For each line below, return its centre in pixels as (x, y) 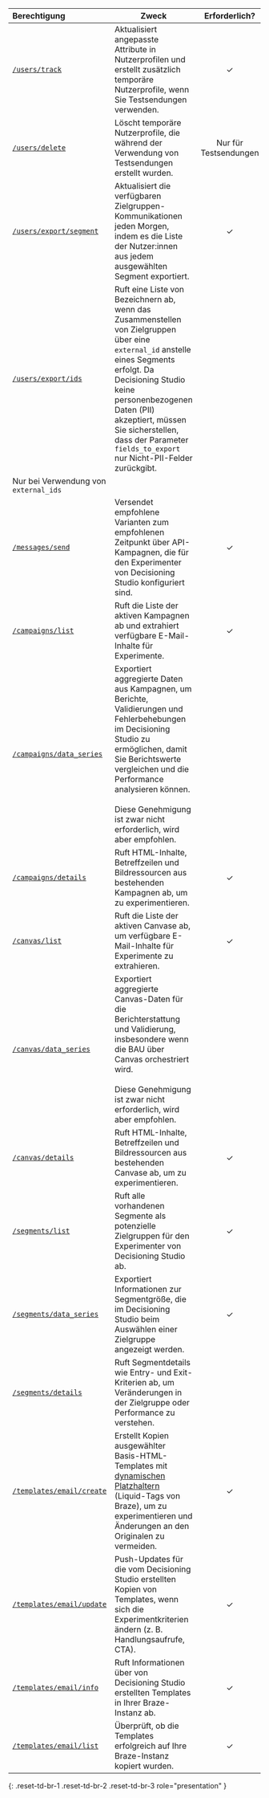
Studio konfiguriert (150, 583)
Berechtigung (39, 16)
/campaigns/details (49, 877)
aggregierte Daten (149, 679)
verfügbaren (138, 196)
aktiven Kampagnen (152, 616)
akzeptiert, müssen (151, 420)
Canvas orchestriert (152, 1059)
